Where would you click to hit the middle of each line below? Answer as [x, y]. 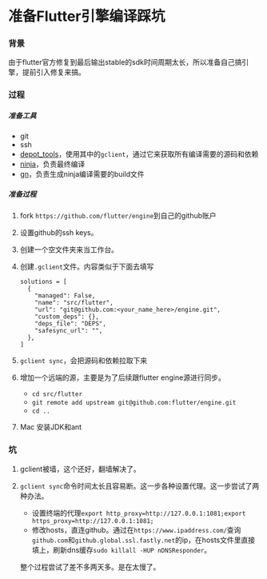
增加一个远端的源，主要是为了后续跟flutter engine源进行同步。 [122, 377]
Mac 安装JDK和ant [51, 427]
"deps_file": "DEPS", [70, 324]
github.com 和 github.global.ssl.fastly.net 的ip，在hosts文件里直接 [143, 540]
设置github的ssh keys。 [59, 233]
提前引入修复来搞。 [54, 72]
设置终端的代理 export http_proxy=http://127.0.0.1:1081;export [139, 513]
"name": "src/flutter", [74, 303]
